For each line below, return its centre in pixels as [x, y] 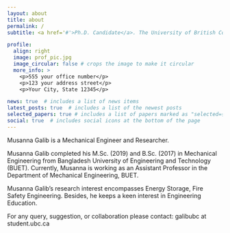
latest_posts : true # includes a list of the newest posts [95, 108]
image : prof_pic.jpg [42, 58]
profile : [20, 45]
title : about [26, 20]
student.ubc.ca [28, 223]
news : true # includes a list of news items [73, 102]
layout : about [27, 13]
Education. [22, 203]
